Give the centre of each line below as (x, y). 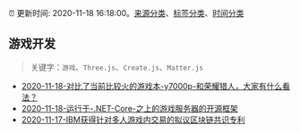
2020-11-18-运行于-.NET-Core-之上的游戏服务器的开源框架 (129, 108)
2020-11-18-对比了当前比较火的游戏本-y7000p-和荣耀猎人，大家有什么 (152, 86)
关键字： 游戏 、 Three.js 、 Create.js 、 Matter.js (116, 67)
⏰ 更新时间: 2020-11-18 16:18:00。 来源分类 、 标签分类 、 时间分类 (126, 13)
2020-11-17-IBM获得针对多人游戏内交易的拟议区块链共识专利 (133, 120)
